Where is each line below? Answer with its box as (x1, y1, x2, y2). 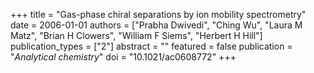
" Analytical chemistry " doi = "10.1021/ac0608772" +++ (10, 51, 237, 63)
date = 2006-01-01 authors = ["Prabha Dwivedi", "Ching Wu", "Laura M (10, 19, 303, 31)
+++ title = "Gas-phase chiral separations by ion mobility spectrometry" (10, 9, 307, 20)
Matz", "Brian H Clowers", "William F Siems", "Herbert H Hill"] (10, 30, 263, 41)
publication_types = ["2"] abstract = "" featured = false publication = (10, 40, 293, 52)
